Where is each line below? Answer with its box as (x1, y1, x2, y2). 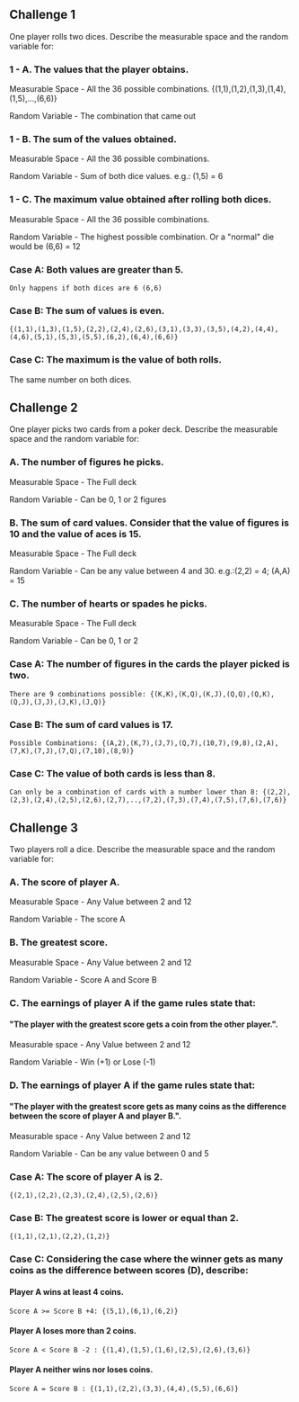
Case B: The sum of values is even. (9, 304, 165, 317)
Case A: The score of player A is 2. (9, 1170, 163, 1182)
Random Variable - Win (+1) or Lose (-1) (9, 1056, 156, 1067)
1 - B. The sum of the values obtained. (9, 133, 177, 146)
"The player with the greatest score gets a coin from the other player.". (9, 1019, 278, 1029)
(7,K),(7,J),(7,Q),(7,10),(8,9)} (9, 746, 135, 755)
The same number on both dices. (9, 373, 132, 385)
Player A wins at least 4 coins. (9, 1286, 124, 1297)
